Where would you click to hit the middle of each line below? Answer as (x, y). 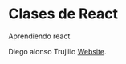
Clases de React (63, 14)
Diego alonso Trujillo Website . (57, 51)
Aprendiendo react (39, 36)
